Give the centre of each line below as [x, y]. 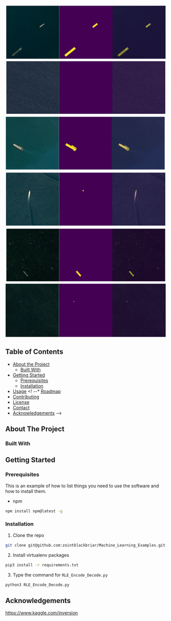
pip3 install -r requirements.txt [42, 565]
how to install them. [26, 491]
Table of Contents [34, 352]
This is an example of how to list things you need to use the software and [82, 486]
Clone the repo [28, 535]
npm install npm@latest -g [34, 511]
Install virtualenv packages [41, 555]
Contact [21, 408]
